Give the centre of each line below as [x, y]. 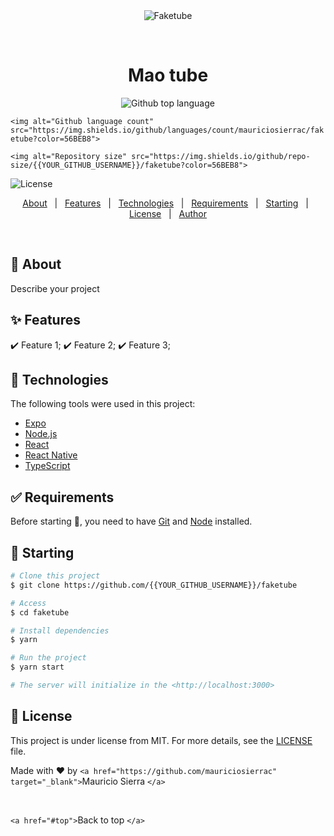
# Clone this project [55, 576]
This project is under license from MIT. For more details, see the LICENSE [161, 740]
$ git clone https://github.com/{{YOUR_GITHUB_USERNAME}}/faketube [154, 585]
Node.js [41, 434]
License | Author [168, 213]
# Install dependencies [60, 630]
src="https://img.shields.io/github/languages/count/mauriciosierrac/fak [167, 130]
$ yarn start [37, 667]
